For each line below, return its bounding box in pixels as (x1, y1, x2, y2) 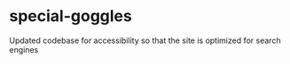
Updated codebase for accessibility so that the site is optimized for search (9, 35, 281, 46)
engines (9, 44, 39, 54)
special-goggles (9, 6, 133, 26)
